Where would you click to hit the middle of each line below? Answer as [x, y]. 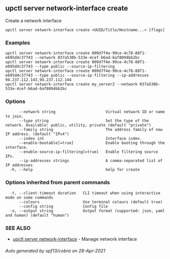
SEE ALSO [18, 228]
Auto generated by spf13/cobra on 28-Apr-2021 [55, 250]
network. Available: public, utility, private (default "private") [78, 125]
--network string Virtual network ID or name [92, 112]
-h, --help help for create [75, 170]
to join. [15, 116]
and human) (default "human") [37, 215]
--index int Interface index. [80, 139]
